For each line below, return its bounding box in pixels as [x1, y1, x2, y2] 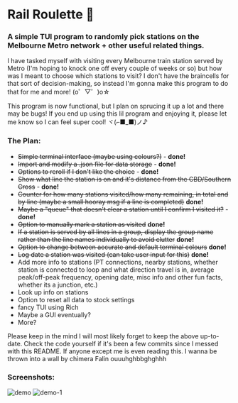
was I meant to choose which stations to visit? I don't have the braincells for [7, 72, 229, 80]
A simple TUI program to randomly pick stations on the [7, 32, 200, 42]
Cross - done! [17, 182, 59, 191]
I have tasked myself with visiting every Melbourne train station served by [7, 57, 224, 65]
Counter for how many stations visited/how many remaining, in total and [17, 189, 229, 198]
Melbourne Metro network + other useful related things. [7, 40, 205, 50]
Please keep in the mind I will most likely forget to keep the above [7, 331, 199, 340]
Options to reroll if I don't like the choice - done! [17, 167, 159, 176]
